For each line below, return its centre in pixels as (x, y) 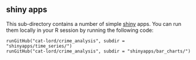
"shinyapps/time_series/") (39, 46)
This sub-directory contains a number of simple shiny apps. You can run (94, 24)
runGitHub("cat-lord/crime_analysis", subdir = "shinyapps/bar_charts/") (99, 51)
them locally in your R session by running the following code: (80, 30)
